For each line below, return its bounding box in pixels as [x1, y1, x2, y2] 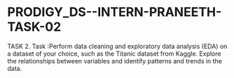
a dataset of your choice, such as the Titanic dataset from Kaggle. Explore [7, 49, 221, 58]
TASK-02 [7, 19, 62, 35]
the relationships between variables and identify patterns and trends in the [7, 56, 223, 65]
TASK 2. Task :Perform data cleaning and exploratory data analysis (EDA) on [7, 42, 228, 50]
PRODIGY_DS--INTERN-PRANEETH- [7, 4, 222, 20]
